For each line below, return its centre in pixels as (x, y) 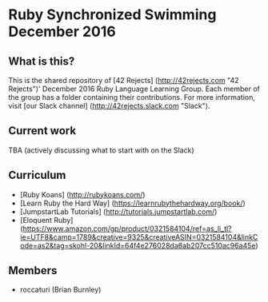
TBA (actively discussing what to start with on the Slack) (101, 150)
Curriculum (37, 175)
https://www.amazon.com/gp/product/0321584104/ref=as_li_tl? (127, 228)
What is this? (42, 61)
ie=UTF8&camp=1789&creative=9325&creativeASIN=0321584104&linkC (139, 236)
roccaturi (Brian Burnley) (60, 290)
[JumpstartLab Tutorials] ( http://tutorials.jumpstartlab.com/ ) (118, 211)
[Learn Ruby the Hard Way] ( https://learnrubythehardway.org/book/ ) (132, 203)
